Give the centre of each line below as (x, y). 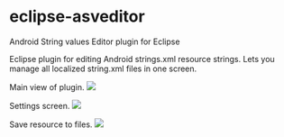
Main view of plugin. (47, 87)
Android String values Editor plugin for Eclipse (95, 41)
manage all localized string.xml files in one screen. (103, 68)
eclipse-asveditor (78, 17)
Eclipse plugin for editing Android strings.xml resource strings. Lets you (142, 59)
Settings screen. (40, 105)
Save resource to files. (51, 124)
